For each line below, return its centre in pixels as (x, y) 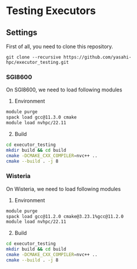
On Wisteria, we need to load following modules (64, 189)
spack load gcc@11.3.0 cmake (41, 118)
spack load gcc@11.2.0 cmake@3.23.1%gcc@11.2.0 (65, 216)
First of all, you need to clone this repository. (60, 46)
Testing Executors (51, 11)
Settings (22, 33)
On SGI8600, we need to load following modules (64, 90)
